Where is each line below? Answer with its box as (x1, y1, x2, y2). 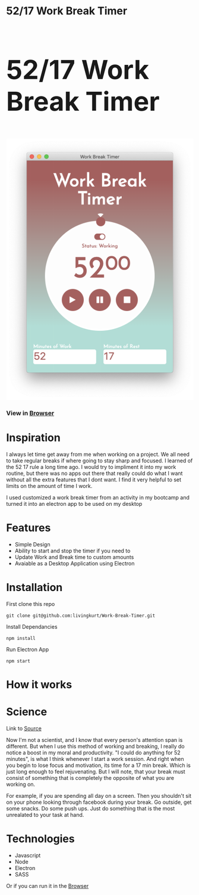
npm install (6, 635, 36, 641)
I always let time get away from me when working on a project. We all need (6, 451, 190, 458)
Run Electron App (6, 645, 49, 653)
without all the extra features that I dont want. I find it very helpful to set (6, 476, 182, 483)
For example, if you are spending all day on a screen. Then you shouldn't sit (6, 793, 192, 800)
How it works (6, 678, 72, 692)
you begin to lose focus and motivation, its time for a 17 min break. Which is (6, 762, 191, 769)
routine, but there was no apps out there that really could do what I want (6, 470, 183, 477)
